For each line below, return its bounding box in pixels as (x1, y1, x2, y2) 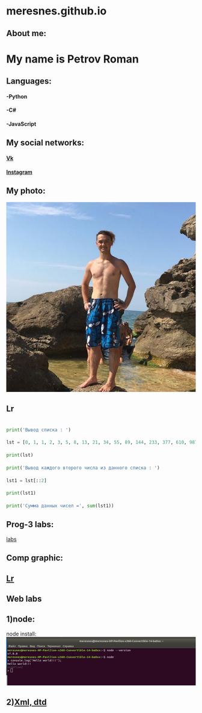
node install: (6, 630, 37, 637)
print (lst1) (6, 490, 36, 497)
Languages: (6, 76, 52, 87)
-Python (6, 93, 28, 100)
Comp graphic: (6, 553, 63, 563)
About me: (6, 28, 47, 38)
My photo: (6, 185, 46, 196)
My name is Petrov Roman (6, 52, 139, 66)
